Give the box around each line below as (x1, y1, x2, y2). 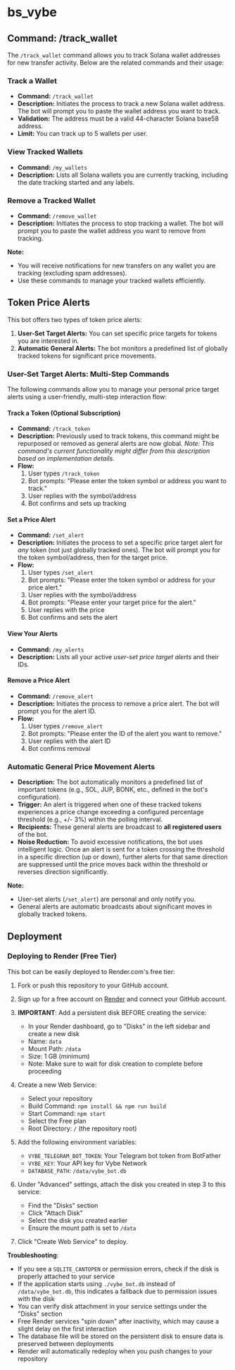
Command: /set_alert (17, 531, 84, 540)
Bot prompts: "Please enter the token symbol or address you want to (27, 477, 227, 485)
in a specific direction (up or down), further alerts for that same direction (17, 853, 228, 861)
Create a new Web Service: (17, 1081, 97, 1089)
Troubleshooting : (7, 1251, 59, 1259)
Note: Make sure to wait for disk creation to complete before (27, 1059, 203, 1068)
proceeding (27, 1066, 62, 1075)
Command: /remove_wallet (17, 211, 97, 220)
